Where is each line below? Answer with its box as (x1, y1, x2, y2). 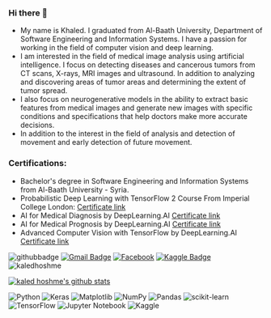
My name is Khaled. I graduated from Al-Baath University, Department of (19, 26, 263, 36)
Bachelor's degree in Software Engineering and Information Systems (19, 176, 249, 185)
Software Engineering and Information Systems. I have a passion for (19, 34, 248, 44)
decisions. (19, 121, 55, 130)
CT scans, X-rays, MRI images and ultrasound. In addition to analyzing (19, 69, 255, 78)
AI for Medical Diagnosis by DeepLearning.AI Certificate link (19, 210, 221, 220)
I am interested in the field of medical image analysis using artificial (19, 52, 244, 61)
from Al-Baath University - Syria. (19, 184, 129, 194)
